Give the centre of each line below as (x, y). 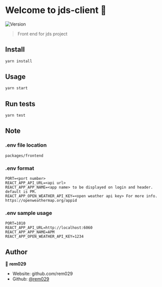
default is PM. (21, 192)
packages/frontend (24, 156)
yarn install (19, 61)
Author (16, 252)
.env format (20, 168)
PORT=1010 (15, 223)
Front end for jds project (42, 34)
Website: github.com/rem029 (42, 274)
